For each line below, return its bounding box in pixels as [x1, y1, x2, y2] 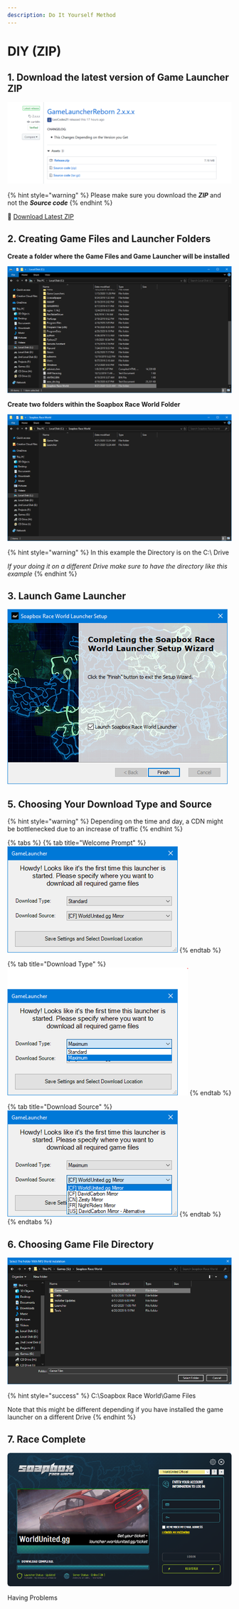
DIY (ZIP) [7, 43, 62, 59]
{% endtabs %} [7, 1217, 53, 1227]
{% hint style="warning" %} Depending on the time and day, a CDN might [7, 817, 223, 826]
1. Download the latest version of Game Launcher [7, 71, 230, 83]
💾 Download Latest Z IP [7, 212, 75, 220]
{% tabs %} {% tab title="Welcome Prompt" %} [7, 838, 147, 847]
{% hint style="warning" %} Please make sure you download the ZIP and [7, 191, 222, 199]
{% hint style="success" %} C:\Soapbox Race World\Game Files [7, 1391, 196, 1400]
